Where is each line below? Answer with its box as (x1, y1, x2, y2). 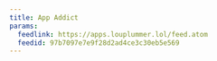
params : (9, 22, 39, 30)
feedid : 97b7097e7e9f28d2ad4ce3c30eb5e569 (17, 38, 180, 48)
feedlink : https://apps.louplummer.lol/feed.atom (17, 30, 208, 39)
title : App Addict (9, 13, 79, 22)
